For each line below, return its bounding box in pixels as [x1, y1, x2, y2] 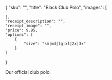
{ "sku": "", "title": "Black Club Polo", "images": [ [5, 5, 107, 10]
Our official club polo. [5, 69, 51, 75]
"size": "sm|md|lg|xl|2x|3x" [24, 41, 86, 46]
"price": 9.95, [5, 28, 38, 33]
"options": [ [5, 32, 33, 37]
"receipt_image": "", [5, 23, 52, 28]
